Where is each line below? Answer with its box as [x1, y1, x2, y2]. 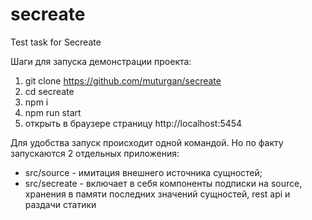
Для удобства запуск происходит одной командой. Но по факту [10, 136, 284, 148]
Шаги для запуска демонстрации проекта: [10, 55, 192, 67]
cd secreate [24, 85, 75, 97]
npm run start [24, 106, 82, 118]
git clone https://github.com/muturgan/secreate [24, 74, 222, 87]
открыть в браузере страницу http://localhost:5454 [24, 117, 243, 129]
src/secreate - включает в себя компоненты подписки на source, [24, 177, 303, 189]
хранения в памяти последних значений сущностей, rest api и [24, 188, 291, 200]
